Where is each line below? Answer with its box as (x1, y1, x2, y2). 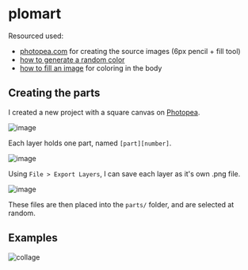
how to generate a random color (19, 55, 125, 64)
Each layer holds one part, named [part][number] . (8, 138, 172, 148)
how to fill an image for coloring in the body (19, 63, 162, 72)
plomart (8, 5, 62, 23)
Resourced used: (8, 31, 64, 40)
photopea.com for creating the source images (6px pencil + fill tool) (19, 46, 241, 56)
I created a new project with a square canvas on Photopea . (8, 107, 200, 117)
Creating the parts (8, 87, 101, 100)
